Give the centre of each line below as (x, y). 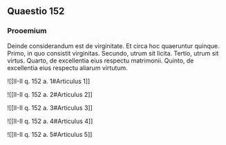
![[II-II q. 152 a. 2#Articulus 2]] (50, 94)
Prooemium (27, 31)
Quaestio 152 (36, 11)
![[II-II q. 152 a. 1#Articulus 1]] (49, 81)
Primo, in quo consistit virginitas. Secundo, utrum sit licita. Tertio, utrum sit (113, 53)
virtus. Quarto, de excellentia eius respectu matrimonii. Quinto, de (101, 60)
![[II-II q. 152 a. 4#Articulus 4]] (50, 121)
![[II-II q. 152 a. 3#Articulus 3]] (50, 108)
